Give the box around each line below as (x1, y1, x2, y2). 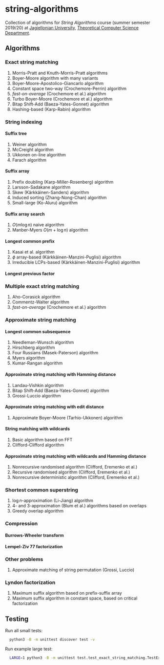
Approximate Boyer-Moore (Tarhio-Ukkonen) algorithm (12, 414, 123, 421)
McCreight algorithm (12, 147, 54, 152)
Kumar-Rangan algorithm (12, 360, 63, 366)
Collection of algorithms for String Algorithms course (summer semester (5, 20, 150, 25)
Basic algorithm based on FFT (12, 436, 73, 443)
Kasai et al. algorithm (12, 249, 55, 255)
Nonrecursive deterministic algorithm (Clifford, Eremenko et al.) (12, 474, 140, 480)
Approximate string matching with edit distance (5, 404, 104, 410)
